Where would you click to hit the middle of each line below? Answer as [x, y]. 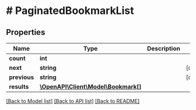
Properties [26, 32]
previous [22, 77]
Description [164, 49]
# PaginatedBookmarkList [70, 11]
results [19, 87]
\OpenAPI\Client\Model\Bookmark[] [91, 87]
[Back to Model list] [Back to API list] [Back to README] [73, 101]
